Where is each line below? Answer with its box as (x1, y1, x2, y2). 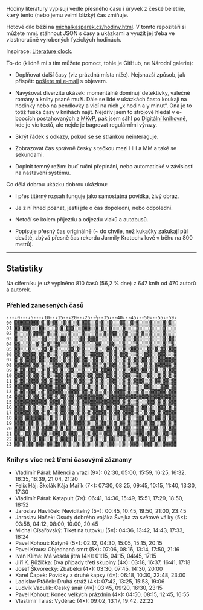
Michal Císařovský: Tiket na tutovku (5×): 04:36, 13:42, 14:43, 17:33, (14, 527, 184, 534)
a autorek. (6, 286, 31, 293)
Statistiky (6, 264, 43, 274)
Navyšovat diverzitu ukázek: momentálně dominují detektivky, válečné (14, 89, 190, 96)
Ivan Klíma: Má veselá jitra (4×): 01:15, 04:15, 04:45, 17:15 (14, 552, 157, 560)
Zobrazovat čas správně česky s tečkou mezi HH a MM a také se (14, 145, 177, 151)
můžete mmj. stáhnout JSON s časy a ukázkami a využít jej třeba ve (6, 30, 175, 37)
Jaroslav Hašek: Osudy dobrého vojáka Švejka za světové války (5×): (14, 514, 187, 521)
